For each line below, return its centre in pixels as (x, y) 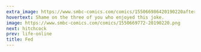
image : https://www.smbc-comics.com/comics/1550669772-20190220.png (93, 23)
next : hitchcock (26, 28)
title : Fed (20, 39)
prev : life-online (29, 34)
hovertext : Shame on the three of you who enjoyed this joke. (85, 17)
